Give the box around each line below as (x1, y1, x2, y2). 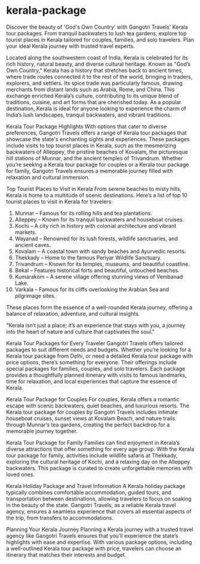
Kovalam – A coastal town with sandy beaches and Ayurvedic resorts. (14, 248, 186, 255)
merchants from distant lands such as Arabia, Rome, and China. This (6, 86, 175, 93)
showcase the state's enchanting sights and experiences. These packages (6, 135, 190, 142)
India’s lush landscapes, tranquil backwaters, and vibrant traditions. (6, 111, 172, 118)
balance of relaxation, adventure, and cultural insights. (6, 310, 140, 317)
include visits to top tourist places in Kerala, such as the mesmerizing (6, 142, 177, 149)
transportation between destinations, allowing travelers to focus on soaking (6, 495, 192, 502)
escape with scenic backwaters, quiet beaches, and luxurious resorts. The (6, 402, 190, 409)
